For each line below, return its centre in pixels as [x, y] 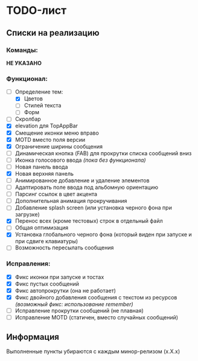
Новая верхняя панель [44, 173]
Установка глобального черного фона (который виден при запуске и [103, 235]
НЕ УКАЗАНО [24, 63]
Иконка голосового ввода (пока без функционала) [80, 160]
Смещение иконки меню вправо [57, 133]
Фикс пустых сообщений [47, 284]
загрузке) [27, 214]
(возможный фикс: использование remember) [74, 304]
